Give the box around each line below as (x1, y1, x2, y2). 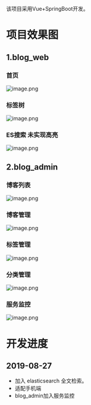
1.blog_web (6, 52, 49, 62)
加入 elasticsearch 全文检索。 (14, 377, 87, 385)
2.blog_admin (6, 162, 58, 172)
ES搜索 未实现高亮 (6, 131, 58, 139)
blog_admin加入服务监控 (14, 392, 75, 400)
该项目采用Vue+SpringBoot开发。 (6, 5, 89, 12)
